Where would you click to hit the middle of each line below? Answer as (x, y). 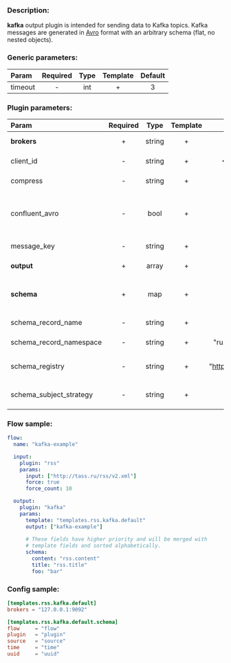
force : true (42, 482)
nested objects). (30, 40)
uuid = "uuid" (33, 654)
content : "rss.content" (66, 559)
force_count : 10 (48, 489)
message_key (33, 246)
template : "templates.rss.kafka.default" (86, 520)
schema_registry (37, 366)
